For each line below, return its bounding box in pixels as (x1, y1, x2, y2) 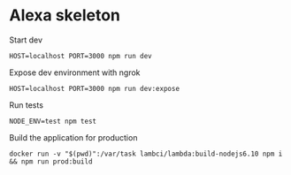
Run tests (9, 99, 44, 110)
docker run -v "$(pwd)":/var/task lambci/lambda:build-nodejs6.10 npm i (9, 149, 283, 158)
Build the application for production (9, 132, 138, 142)
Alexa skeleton (9, 5, 121, 26)
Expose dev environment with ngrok (9, 67, 141, 78)
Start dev (9, 34, 42, 45)
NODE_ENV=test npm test (9, 117, 97, 126)
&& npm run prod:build (9, 156, 93, 166)
